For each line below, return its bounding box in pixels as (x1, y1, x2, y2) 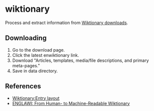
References (5, 82, 41, 90)
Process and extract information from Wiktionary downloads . (5, 20, 128, 26)
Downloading (5, 34, 47, 42)
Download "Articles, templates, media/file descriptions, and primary (12, 57, 149, 63)
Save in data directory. (12, 68, 58, 74)
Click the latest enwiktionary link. (12, 52, 79, 58)
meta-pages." (12, 62, 40, 68)
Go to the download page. (12, 47, 65, 53)
